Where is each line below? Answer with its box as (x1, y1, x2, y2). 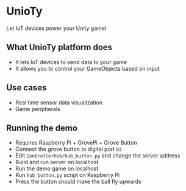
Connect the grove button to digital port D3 (15, 145, 122, 153)
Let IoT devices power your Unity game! (6, 24, 107, 32)
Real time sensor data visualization (15, 99, 102, 106)
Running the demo (6, 123, 78, 133)
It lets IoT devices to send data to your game (15, 58, 127, 65)
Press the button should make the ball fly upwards (15, 178, 141, 186)
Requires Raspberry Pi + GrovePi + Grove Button (15, 139, 137, 146)
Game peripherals (15, 105, 60, 112)
